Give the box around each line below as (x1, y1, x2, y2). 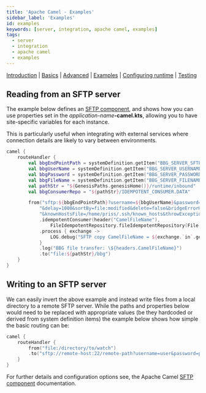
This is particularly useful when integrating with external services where (6, 130, 189, 138)
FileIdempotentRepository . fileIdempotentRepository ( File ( (50, 222, 202, 229)
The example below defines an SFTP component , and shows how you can (6, 105, 194, 113)
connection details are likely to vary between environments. (6, 137, 158, 144)
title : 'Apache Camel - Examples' (6, 9, 95, 15)
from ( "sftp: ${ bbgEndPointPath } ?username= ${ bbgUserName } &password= (28, 200, 202, 206)
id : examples (6, 20, 40, 26)
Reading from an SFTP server (6, 90, 121, 100)
